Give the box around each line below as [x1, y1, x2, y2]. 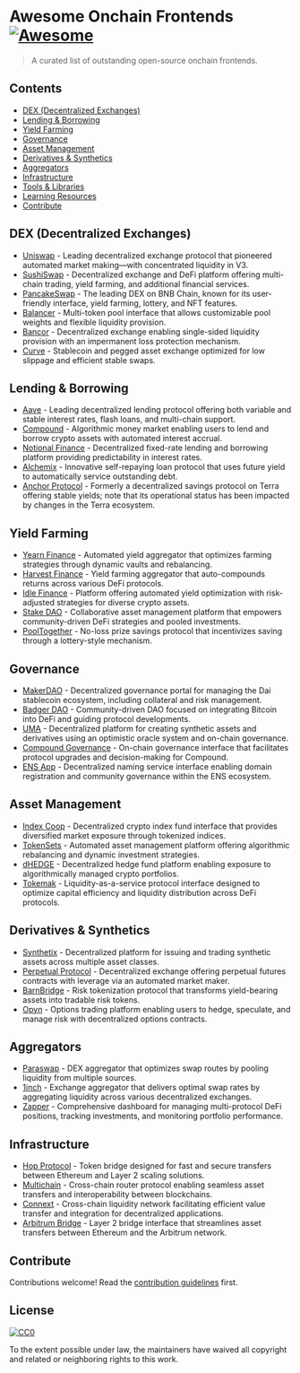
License [9, 1303, 55, 1318]
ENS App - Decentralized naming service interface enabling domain [21, 761, 273, 772]
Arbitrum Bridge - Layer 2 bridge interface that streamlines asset [21, 1218, 261, 1229]
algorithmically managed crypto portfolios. [21, 868, 179, 879]
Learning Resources [21, 190, 97, 201]
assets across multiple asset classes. [21, 956, 159, 967]
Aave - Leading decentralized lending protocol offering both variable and [21, 404, 292, 415]
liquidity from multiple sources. [21, 1073, 137, 1083]
